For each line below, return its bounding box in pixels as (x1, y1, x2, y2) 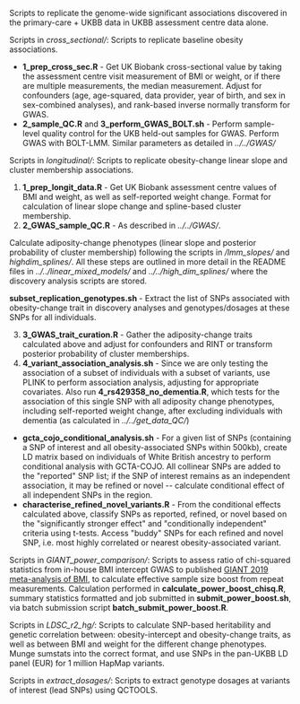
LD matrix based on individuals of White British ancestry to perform (21, 452, 271, 462)
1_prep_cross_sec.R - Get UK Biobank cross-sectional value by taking (21, 62, 282, 72)
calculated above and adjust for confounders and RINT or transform (21, 339, 273, 349)
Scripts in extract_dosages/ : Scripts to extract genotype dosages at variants (9, 675, 291, 685)
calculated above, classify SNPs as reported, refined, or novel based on (21, 508, 287, 519)
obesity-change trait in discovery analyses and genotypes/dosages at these (9, 302, 290, 313)
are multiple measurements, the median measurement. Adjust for (21, 81, 262, 91)
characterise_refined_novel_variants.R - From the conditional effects (21, 500, 281, 509)
